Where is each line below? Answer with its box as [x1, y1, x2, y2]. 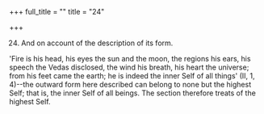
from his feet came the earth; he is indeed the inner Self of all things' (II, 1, [9, 71, 255, 80]
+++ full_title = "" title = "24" [9, 7, 105, 16]
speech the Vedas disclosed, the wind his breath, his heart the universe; [9, 62, 249, 72]
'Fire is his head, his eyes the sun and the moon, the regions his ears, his [9, 54, 251, 63]
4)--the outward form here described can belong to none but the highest [9, 80, 252, 89]
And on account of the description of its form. [20, 38, 174, 48]
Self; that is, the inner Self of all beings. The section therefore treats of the [9, 88, 257, 98]
